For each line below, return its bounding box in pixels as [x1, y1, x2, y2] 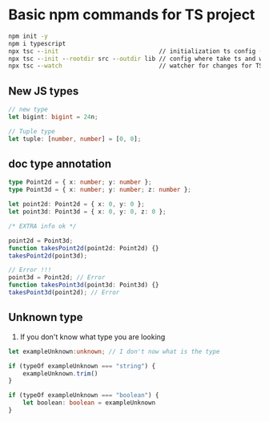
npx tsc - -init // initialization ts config [8, 47, 256, 55]
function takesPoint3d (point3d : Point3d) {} [8, 281, 159, 290]
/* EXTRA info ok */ [8, 222, 78, 230]
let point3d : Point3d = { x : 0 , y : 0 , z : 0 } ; [8, 208, 167, 216]
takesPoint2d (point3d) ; [8, 251, 88, 260]
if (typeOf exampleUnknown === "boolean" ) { [8, 392, 159, 400]
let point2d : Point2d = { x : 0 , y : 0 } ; [8, 201, 146, 209]
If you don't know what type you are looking [19, 331, 166, 342]
